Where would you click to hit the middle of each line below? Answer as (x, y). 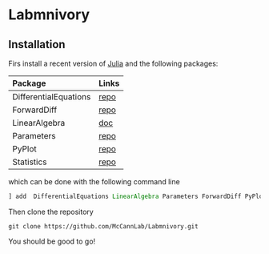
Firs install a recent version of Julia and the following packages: (113, 63)
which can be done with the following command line (94, 181)
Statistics (30, 162)
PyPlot (25, 149)
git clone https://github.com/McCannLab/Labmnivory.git (103, 226)
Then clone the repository (51, 212)
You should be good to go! (52, 241)
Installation (37, 44)
